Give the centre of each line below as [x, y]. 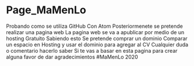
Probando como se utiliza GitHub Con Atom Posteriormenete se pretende [95, 26]
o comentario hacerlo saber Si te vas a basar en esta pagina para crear [92, 50]
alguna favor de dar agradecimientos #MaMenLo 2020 [72, 57]
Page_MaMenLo [46, 10]
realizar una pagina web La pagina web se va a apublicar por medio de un [95, 32]
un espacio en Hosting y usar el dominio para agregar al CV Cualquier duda [97, 45]
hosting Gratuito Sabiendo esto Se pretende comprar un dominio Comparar [97, 38]
